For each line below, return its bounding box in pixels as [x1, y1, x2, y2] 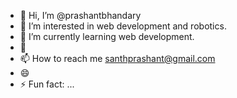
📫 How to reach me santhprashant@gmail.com [19, 53, 216, 64]
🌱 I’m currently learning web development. [19, 31, 195, 42]
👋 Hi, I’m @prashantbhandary [19, 10, 142, 21]
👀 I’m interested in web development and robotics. [19, 20, 227, 32]
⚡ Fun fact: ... [19, 78, 75, 90]
